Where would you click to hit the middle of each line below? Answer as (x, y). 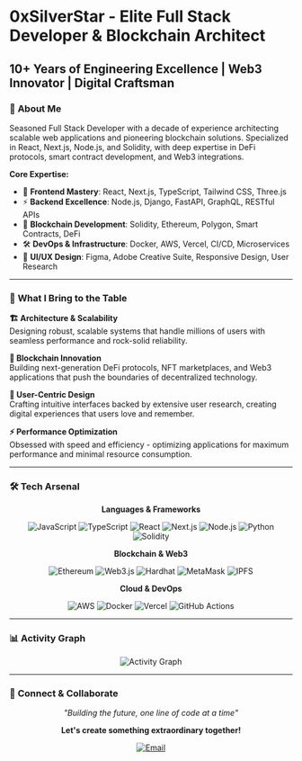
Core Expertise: (39, 174)
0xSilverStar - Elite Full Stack (120, 17)
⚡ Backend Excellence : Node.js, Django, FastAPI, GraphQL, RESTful (148, 201)
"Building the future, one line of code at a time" (151, 713)
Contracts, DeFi (51, 233)
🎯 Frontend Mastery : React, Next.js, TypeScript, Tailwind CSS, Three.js (155, 192)
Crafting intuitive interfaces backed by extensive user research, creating (143, 404)
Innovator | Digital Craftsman (92, 83)
